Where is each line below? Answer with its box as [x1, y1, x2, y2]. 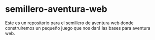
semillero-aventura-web [5, 3, 108, 15]
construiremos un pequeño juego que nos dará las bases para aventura [5, 25, 151, 31]
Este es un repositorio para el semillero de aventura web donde [5, 20, 134, 26]
